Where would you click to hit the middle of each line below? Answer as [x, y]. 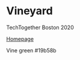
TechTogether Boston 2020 [40, 27]
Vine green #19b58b [31, 50]
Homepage [20, 39]
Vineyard [29, 11]
